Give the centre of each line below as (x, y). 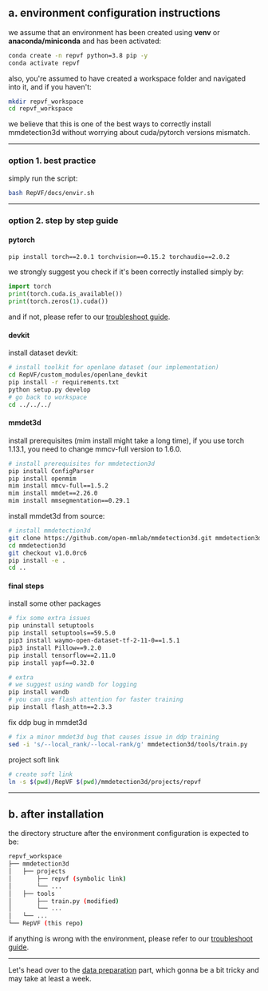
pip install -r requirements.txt (64, 383)
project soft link (34, 759)
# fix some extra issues (49, 619)
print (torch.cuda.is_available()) (66, 294)
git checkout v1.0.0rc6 (48, 553)
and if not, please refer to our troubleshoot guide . (89, 317)
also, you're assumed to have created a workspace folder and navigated (127, 78)
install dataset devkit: (43, 353)
